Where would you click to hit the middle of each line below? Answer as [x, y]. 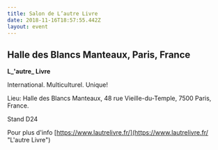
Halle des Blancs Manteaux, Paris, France [99, 55]
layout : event [28, 26]
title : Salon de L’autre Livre [53, 14]
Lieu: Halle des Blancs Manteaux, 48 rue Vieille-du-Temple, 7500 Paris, [109, 99]
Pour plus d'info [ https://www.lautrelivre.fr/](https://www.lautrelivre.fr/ [108, 133]
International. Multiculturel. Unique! [58, 85]
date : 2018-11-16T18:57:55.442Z [54, 20]
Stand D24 [23, 119]
